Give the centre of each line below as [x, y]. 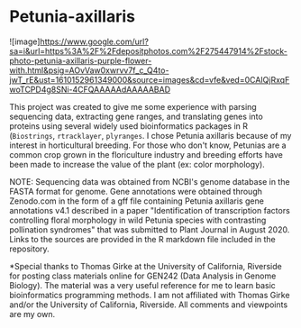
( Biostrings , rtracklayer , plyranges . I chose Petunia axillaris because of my [150, 135]
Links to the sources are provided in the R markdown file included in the [143, 239]
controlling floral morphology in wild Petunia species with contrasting [138, 220]
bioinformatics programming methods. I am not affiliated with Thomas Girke [150, 295]
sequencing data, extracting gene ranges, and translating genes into [136, 116]
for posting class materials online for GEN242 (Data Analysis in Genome [143, 276]
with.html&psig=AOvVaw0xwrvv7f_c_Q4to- [89, 70]
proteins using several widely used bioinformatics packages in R [129, 126]
